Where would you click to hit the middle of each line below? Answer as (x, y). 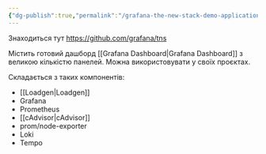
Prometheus (40, 109)
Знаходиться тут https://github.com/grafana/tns (87, 38)
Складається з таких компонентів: (66, 77)
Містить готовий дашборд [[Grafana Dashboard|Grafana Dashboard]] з (125, 53)
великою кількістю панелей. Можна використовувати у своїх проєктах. (129, 62)
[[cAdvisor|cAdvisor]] (55, 117)
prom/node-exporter (53, 126)
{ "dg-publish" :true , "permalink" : (63, 15)
